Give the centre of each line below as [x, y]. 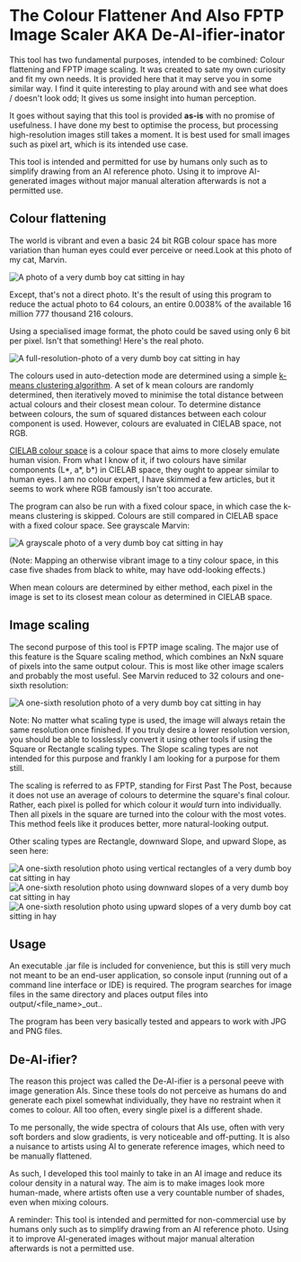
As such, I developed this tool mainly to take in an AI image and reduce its [146, 1174]
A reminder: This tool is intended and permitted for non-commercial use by [148, 1220]
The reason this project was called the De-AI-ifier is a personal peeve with [147, 1081]
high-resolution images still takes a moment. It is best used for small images [150, 134]
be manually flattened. [51, 1156]
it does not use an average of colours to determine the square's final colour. [150, 794]
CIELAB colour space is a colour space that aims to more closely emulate [145, 450]
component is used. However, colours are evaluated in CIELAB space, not [145, 423]
